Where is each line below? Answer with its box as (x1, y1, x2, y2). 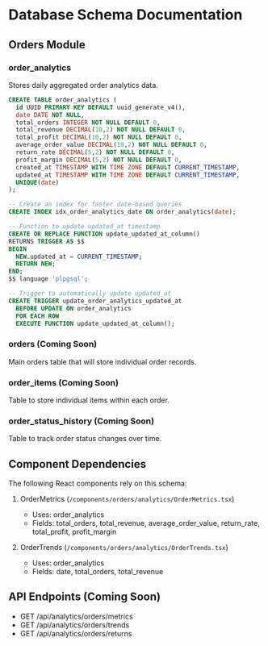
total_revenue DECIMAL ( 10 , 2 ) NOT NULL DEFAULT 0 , (15, 126, 186, 134)
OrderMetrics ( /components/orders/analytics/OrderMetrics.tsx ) (19, 494, 235, 504)
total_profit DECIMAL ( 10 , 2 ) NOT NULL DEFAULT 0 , (15, 133, 182, 142)
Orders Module (8, 38, 86, 52)
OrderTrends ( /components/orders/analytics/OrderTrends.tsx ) (19, 543, 228, 552)
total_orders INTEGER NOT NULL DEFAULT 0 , (15, 119, 161, 127)
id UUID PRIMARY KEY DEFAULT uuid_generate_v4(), (15, 103, 186, 111)
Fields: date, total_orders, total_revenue (31, 567, 164, 577)
